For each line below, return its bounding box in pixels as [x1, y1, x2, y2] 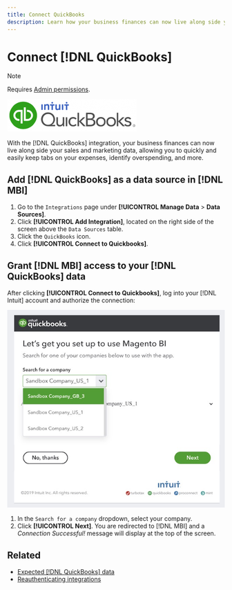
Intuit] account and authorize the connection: [7, 296, 136, 304]
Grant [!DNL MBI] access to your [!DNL [7, 259, 176, 271]
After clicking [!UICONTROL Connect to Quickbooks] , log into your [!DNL [7, 289, 217, 297]
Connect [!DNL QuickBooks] [7, 49, 173, 65]
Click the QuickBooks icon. [17, 232, 91, 241]
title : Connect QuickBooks [7, 11, 85, 18]
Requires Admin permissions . [7, 85, 90, 93]
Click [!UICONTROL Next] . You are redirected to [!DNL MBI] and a [17, 522, 205, 531]
